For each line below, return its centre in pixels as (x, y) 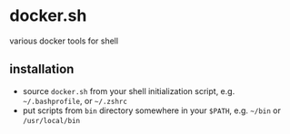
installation (42, 69)
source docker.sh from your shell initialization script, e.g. (129, 91)
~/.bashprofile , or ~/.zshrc (75, 100)
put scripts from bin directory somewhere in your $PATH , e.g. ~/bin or (152, 110)
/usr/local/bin (51, 120)
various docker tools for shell (64, 41)
